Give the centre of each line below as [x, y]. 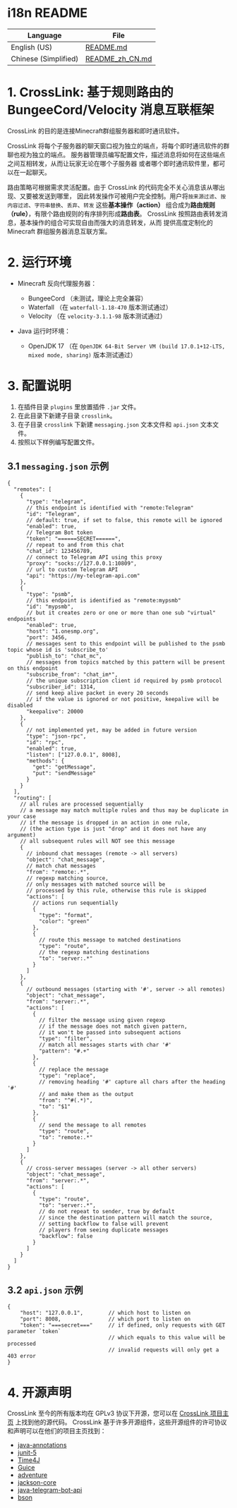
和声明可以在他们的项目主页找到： [57, 1431]
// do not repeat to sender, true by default [107, 1211]
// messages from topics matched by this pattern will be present [126, 662]
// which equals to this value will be [167, 1338]
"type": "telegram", [56, 501]
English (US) [32, 47]
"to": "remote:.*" [66, 1137]
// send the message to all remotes [92, 1125]
